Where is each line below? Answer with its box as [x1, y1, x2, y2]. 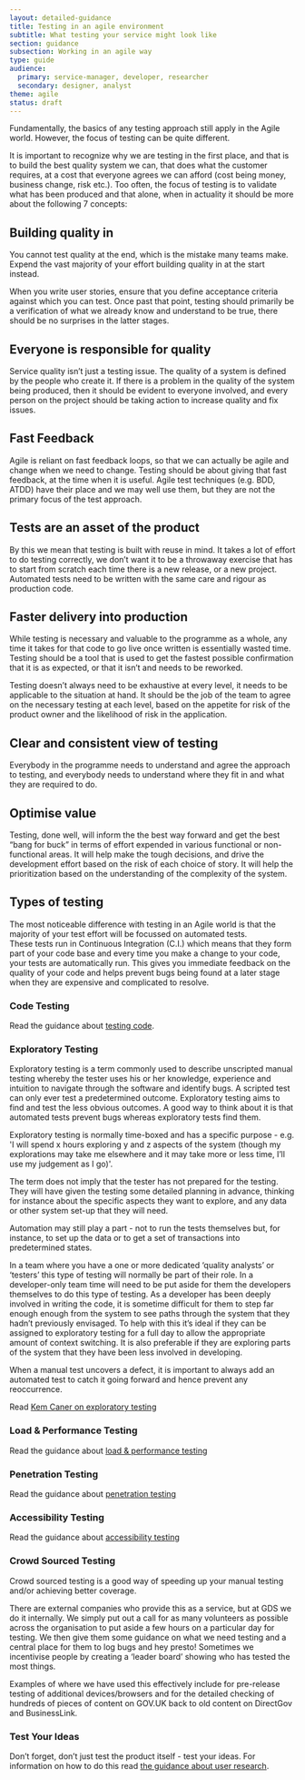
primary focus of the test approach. [9, 493, 143, 504]
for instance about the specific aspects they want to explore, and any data [9, 1195, 288, 1206]
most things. [9, 1661, 56, 1672]
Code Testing [9, 999, 70, 1012]
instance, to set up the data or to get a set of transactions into [9, 1233, 241, 1244]
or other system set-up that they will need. [9, 1205, 169, 1216]
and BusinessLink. [9, 1707, 78, 1718]
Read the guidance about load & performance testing [9, 1445, 208, 1456]
